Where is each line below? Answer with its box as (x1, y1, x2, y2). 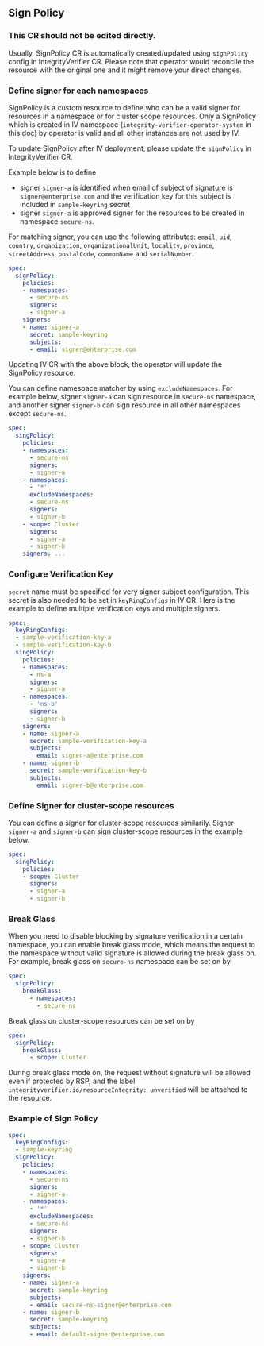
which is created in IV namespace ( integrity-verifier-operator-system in (8, 119, 252, 129)
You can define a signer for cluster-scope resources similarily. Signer (8, 818, 234, 827)
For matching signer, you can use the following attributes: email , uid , (8, 232, 232, 241)
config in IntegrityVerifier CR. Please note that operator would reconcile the (8, 56, 254, 66)
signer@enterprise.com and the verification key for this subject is (19, 191, 231, 201)
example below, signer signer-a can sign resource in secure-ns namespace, (8, 392, 256, 402)
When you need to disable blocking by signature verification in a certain (8, 931, 243, 941)
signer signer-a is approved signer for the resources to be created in (19, 208, 245, 218)
